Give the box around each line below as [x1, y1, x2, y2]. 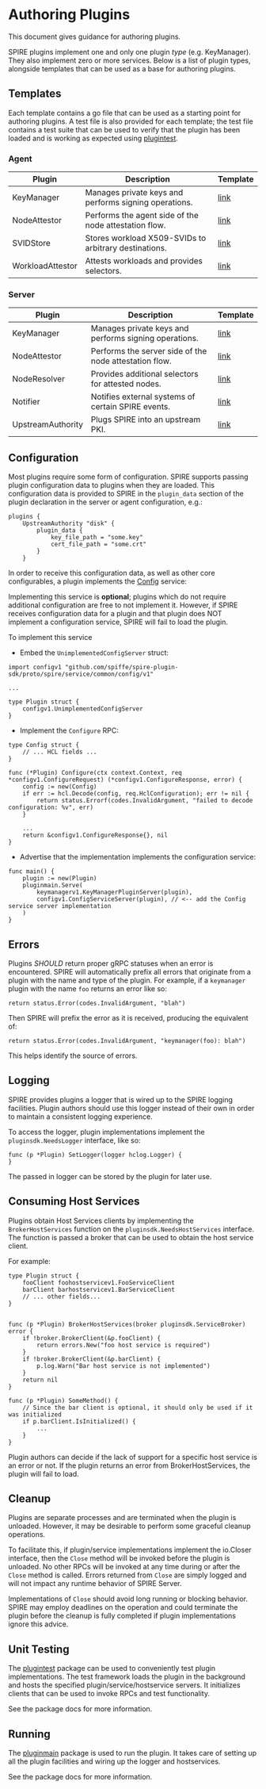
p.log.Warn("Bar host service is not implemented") [36, 1362, 211, 1370]
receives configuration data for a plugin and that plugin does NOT [8, 609, 222, 619]
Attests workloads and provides [85, 255, 203, 266]
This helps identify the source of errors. [8, 1051, 138, 1060]
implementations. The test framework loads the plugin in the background [8, 1672, 245, 1682]
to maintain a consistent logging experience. [8, 1112, 153, 1121]
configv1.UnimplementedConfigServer [22, 705, 144, 713]
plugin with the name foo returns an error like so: [8, 983, 168, 993]
